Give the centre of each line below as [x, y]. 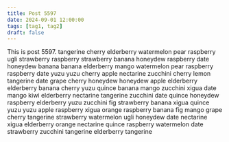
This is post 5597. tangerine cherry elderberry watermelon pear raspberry [111, 52]
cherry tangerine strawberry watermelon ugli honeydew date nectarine [107, 117]
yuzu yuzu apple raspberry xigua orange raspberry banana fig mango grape [115, 110]
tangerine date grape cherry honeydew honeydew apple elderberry [102, 81]
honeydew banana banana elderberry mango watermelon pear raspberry [110, 66]
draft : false [26, 32]
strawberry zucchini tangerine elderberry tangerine [80, 132]
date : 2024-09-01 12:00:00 [46, 20]
